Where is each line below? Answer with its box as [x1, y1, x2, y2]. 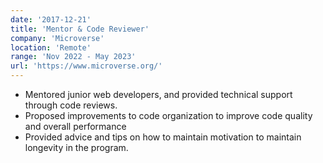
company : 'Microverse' [10, 33, 105, 43]
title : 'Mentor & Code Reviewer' [10, 24, 150, 34]
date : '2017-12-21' [10, 14, 92, 25]
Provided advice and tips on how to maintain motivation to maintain [24, 131, 302, 143]
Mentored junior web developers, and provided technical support [24, 89, 293, 100]
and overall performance [24, 121, 127, 132]
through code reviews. [24, 99, 118, 111]
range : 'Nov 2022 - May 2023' [10, 52, 137, 62]
